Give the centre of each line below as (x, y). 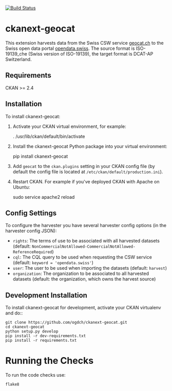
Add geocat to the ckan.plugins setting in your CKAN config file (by (84, 166)
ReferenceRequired (32, 252)
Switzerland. (18, 59)
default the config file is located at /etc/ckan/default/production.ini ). (88, 172)
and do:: (14, 313)
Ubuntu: (21, 187)
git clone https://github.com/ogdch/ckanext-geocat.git (66, 323)
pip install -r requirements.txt (41, 341)
